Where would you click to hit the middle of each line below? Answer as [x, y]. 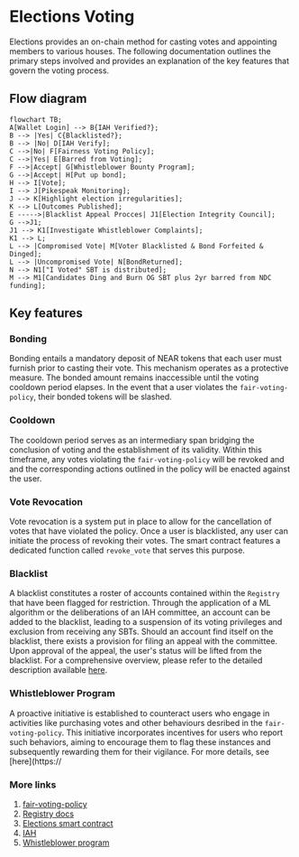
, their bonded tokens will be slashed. [103, 397]
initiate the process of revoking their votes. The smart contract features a [145, 541]
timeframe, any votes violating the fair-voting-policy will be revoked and [147, 459]
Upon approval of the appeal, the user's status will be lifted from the [136, 651]
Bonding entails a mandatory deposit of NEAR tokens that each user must [145, 359]
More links [33, 785]
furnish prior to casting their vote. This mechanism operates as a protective [149, 368]
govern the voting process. [59, 70]
